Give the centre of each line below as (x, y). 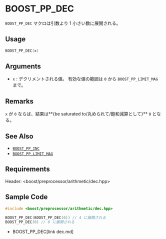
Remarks (19, 101)
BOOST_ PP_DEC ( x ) (22, 50)
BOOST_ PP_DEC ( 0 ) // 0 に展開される (40, 222)
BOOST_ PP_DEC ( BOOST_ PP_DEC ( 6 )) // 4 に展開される (55, 217)
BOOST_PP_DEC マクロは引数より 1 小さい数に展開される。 (63, 23)
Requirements (27, 169)
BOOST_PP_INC (26, 149)
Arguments (23, 66)
